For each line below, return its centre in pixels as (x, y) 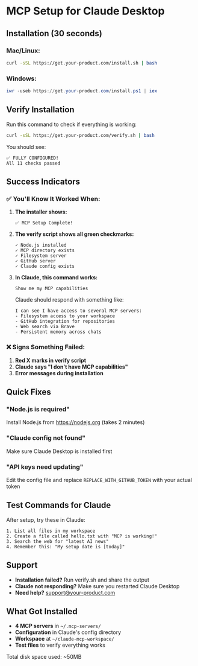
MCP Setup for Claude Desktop (85, 11)
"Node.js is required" (38, 409)
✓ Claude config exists (45, 267)
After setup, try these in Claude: (46, 519)
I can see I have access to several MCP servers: (79, 311)
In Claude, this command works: (56, 277)
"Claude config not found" (46, 438)
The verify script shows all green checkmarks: (74, 234)
